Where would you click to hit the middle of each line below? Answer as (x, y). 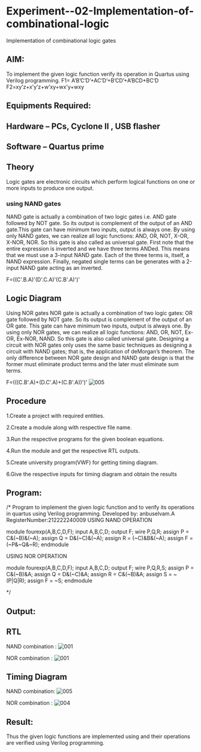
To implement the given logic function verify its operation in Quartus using (98, 74)
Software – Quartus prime (55, 147)
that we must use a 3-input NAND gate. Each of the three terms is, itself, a (98, 255)
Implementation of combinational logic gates (61, 40)
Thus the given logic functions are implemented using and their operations (98, 736)
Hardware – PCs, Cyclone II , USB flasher (83, 126)
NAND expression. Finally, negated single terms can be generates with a (96, 262)
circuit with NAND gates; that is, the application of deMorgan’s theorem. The (100, 351)
